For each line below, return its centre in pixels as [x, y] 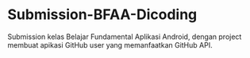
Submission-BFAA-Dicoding [102, 15]
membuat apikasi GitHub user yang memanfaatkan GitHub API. [110, 44]
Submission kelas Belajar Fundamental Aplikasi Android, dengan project [125, 37]
